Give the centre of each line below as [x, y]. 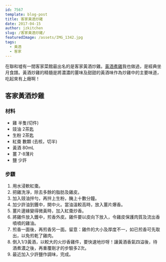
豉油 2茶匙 [23, 129]
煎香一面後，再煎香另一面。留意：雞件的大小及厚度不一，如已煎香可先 [84, 230]
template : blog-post [27, 14]
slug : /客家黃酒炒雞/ [25, 33]
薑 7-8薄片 [23, 154]
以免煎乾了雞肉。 [38, 236]
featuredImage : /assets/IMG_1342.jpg [44, 38]
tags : [11, 42]
